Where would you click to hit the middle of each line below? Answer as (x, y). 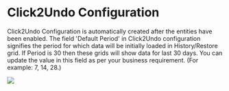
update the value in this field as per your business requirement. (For (103, 60)
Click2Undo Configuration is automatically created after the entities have (110, 31)
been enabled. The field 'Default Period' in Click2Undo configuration (104, 38)
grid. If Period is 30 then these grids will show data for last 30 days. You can (115, 53)
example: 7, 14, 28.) (34, 67)
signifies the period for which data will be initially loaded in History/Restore (112, 45)
